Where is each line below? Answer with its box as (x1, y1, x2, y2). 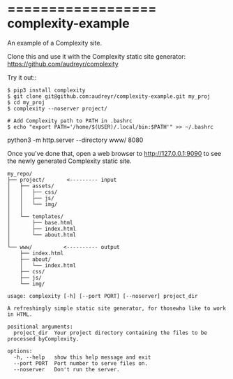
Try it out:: (7, 73, 37, 81)
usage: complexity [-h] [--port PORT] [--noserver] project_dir (7, 292, 198, 299)
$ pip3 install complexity (7, 87, 86, 94)
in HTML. (7, 310, 33, 318)
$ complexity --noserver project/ (7, 105, 108, 112)
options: (7, 348, 33, 355)
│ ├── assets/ (7, 183, 54, 189)
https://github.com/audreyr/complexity (7, 59, 119, 68)
